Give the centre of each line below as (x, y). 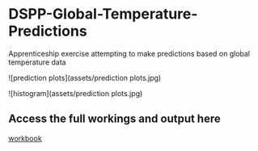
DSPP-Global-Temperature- (103, 14)
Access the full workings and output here (114, 119)
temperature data (37, 62)
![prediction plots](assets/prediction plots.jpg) (85, 78)
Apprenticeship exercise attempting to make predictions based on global (129, 53)
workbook (25, 138)
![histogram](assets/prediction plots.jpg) (76, 93)
